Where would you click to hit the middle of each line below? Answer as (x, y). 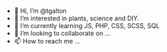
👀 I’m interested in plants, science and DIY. (77, 18)
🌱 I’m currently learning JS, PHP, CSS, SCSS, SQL (87, 26)
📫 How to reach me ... (47, 41)
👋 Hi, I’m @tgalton (41, 11)
